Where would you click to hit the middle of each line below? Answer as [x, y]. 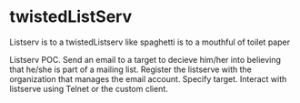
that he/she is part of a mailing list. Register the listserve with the [131, 69]
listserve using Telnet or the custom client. [89, 88]
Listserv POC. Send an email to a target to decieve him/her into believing [145, 59]
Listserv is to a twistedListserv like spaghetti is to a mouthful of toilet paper [150, 42]
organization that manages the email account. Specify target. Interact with [148, 78]
